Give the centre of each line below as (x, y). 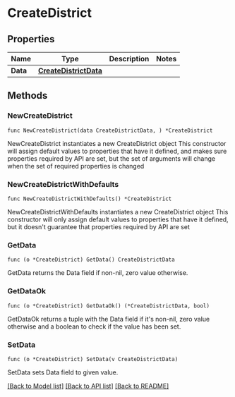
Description (129, 59)
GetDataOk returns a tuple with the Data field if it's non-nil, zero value (109, 319)
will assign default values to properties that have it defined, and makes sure (117, 151)
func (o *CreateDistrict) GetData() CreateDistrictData (91, 260)
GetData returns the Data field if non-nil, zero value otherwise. (98, 273)
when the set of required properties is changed (76, 166)
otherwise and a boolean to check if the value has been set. (94, 326)
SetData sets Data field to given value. (63, 372)
